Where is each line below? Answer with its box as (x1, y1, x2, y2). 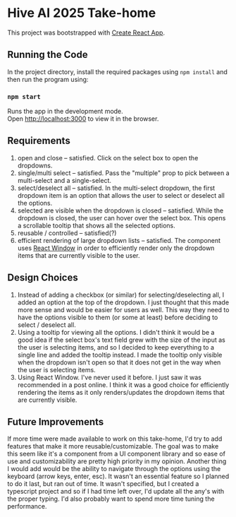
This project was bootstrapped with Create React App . (7, 28, 166, 37)
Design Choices (7, 272, 79, 284)
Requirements (7, 135, 70, 147)
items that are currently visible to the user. (17, 251, 140, 259)
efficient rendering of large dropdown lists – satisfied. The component (17, 236, 221, 244)
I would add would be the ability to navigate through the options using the (7, 465, 221, 473)
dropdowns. (17, 161, 53, 170)
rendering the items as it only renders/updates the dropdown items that (17, 388, 225, 396)
